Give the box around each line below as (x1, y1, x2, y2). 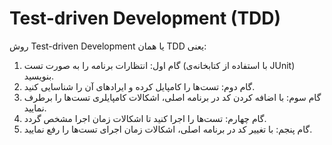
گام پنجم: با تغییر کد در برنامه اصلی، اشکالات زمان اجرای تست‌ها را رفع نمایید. (23, 123, 313, 135)
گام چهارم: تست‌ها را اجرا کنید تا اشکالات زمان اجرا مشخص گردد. (23, 112, 267, 124)
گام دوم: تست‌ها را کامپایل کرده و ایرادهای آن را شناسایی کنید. (23, 80, 256, 92)
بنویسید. (23, 70, 55, 82)
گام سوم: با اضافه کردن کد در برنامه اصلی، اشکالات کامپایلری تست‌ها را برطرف (23, 91, 322, 103)
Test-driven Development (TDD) (9, 7, 282, 30)
